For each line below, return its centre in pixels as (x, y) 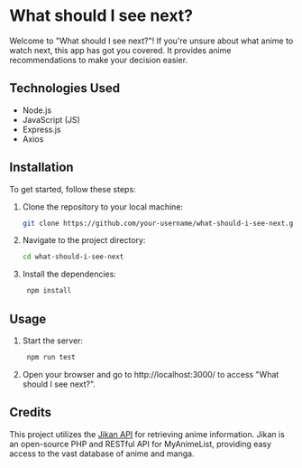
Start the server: (53, 341)
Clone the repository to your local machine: (102, 206)
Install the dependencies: (69, 274)
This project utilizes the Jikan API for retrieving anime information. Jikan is (147, 434)
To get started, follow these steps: (73, 189)
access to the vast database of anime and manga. (102, 454)
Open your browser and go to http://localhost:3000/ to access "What (151, 374)
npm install (49, 291)
